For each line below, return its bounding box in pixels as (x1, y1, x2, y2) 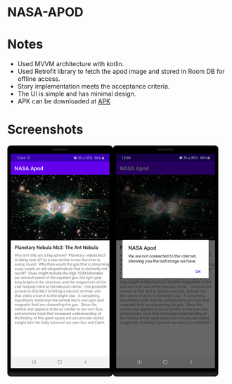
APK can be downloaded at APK (17, 97, 111, 105)
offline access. (17, 75, 60, 83)
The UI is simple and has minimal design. (17, 89, 136, 98)
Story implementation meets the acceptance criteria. (17, 82, 170, 91)
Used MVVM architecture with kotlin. (17, 60, 124, 68)
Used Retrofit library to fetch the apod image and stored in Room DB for (17, 68, 225, 76)
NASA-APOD (7, 4, 84, 20)
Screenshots (7, 122, 84, 138)
